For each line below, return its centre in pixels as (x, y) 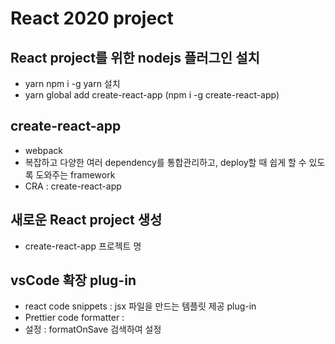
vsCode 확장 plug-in (73, 280)
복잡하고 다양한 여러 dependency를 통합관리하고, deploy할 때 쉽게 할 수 (165, 162)
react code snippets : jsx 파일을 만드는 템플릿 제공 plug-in (140, 306)
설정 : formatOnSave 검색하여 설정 (93, 329)
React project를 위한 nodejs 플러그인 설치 (135, 57)
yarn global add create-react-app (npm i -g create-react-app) (152, 95)
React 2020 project (92, 18)
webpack (43, 150)
